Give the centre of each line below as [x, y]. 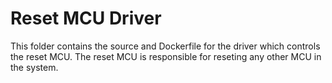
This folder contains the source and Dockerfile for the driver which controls [165, 46]
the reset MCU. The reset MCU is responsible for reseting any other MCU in [166, 56]
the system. [34, 67]
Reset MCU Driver [86, 18]
